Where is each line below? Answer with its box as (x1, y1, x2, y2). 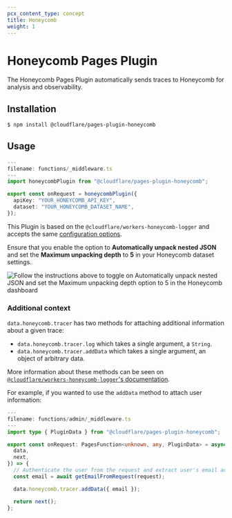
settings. (7, 257, 32, 266)
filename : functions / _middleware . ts (7, 165, 113, 172)
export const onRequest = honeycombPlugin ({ (7, 191, 137, 198)
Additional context (7, 303, 71, 313)
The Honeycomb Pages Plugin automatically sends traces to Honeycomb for (7, 75, 224, 84)
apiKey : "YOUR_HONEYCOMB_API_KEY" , (13, 197, 116, 204)
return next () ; (13, 498, 57, 505)
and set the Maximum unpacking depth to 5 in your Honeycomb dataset (7, 250, 215, 259)
